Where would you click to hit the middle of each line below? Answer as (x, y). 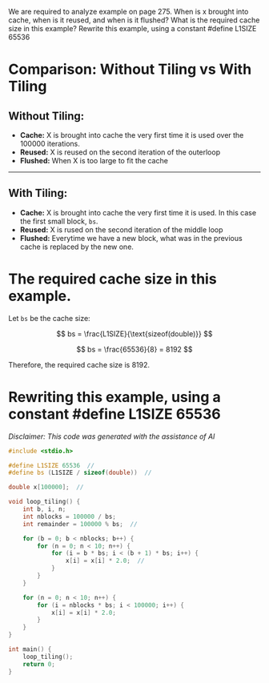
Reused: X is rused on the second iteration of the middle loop (121, 229)
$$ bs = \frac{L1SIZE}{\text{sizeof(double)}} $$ (134, 333)
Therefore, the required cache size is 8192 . (79, 364)
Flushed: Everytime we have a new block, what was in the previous (131, 238)
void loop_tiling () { (44, 502)
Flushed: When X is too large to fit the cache (94, 161)
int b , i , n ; (44, 509)
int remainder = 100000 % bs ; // (80, 524)
